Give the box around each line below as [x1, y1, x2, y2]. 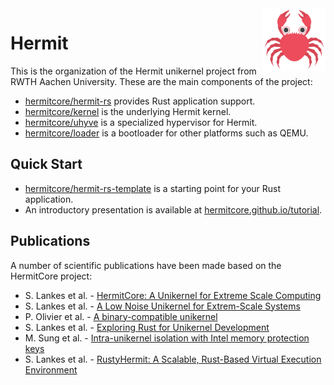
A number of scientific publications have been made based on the [10, 259, 282, 271]
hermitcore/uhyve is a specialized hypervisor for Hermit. [24, 116, 258, 128]
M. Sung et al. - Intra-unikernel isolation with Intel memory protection [24, 332, 310, 344]
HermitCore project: [10, 270, 93, 282]
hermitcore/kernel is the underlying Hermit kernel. [24, 105, 232, 117]
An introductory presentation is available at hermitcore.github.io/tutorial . [24, 203, 323, 216]
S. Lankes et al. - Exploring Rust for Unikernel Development [24, 321, 270, 333]
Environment [24, 363, 78, 376]
